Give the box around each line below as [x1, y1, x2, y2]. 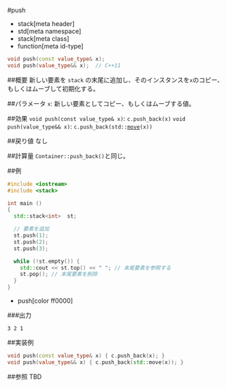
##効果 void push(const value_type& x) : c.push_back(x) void [7, 114, 186, 122]
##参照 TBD [7, 372, 42, 381]
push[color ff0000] [17, 296, 73, 305]
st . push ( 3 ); [13, 245, 49, 252]
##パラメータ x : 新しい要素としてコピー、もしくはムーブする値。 [7, 99, 195, 107]
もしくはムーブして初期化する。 [7, 84, 100, 93]
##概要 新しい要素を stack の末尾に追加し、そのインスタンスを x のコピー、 [7, 75, 223, 84]
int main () [7, 199, 42, 206]
